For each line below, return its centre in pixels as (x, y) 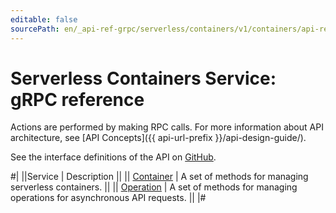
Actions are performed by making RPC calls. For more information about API (167, 127)
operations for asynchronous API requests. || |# (108, 198)
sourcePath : (35, 29)
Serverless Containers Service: (143, 78)
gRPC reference (77, 99)
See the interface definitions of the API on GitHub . (113, 157)
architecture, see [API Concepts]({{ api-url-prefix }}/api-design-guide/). (158, 138)
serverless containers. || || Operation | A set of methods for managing (154, 187)
